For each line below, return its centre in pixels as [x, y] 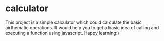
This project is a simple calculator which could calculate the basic [74, 22]
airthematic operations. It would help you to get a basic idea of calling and [82, 27]
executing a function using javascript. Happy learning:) [62, 33]
